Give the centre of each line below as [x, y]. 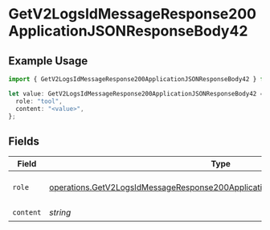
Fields [24, 141]
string [60, 212]
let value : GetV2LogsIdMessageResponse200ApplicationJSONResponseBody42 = [136, 93]
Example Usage [48, 61]
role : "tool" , [39, 101]
